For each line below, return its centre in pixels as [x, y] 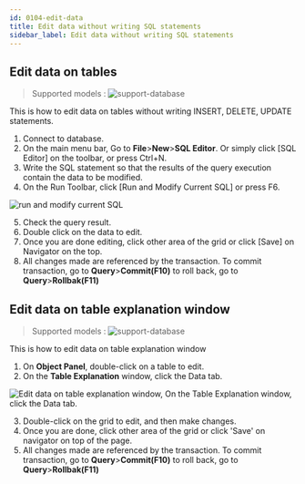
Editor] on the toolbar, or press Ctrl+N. [95, 158]
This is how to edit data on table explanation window [108, 349]
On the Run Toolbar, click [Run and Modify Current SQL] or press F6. [151, 187]
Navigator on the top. [62, 252]
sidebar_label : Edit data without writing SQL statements [122, 35]
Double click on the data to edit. [82, 232]
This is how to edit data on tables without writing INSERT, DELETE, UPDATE [151, 111]
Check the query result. [67, 222]
